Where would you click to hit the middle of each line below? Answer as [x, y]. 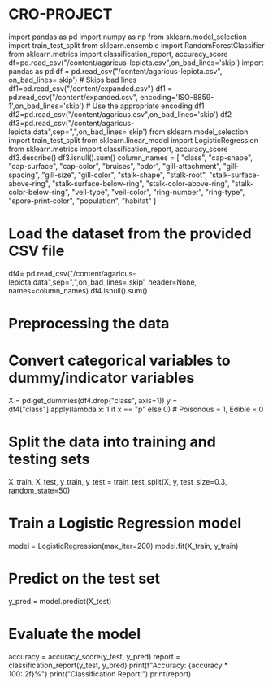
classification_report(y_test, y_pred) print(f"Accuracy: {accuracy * [118, 665]
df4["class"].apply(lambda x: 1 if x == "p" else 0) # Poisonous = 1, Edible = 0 [136, 409]
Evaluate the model [75, 634]
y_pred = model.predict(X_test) [60, 601]
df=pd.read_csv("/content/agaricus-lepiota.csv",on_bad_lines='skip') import [136, 63]
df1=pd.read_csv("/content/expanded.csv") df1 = [91, 88]
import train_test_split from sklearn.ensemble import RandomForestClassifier [137, 45]
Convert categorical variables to [120, 361]
